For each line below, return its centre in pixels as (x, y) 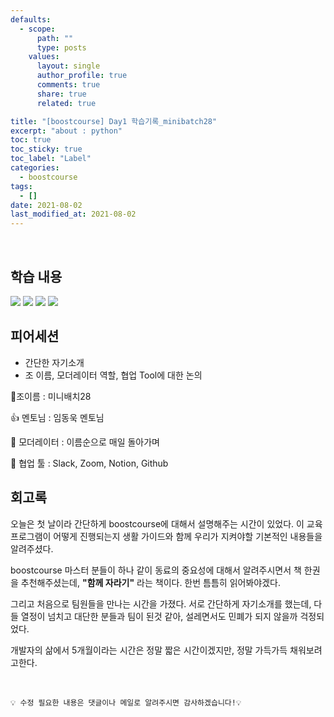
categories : (35, 168)
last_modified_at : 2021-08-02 (73, 214)
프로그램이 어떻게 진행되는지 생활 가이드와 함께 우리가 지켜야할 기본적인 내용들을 (166, 536)
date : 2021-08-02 (46, 205)
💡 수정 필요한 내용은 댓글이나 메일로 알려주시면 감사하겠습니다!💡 (126, 702)
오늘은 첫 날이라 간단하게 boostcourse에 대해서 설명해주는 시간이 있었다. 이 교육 (166, 523)
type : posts (61, 47)
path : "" (55, 38)
